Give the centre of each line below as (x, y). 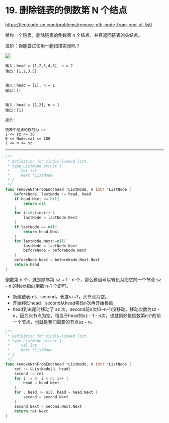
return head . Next (41, 232)
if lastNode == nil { (36, 227)
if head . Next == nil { (37, 199)
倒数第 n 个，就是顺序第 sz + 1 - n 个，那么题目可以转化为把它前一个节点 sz (83, 279)
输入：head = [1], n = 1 (30, 85)
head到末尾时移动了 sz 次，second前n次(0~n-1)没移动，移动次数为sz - (86, 309)
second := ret (29, 374)
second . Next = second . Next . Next (48, 406)
